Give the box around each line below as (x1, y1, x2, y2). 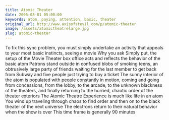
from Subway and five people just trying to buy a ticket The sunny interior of (5, 72, 164, 77)
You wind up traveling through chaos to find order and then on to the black (5, 98, 160, 104)
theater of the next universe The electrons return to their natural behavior (5, 104, 158, 109)
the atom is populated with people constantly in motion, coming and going (5, 77, 159, 83)
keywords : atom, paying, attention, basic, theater (5, 17, 116, 22)
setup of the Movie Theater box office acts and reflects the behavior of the (5, 55, 160, 61)
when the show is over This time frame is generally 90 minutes (5, 109, 136, 115)
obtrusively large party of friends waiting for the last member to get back (5, 66, 157, 72)
